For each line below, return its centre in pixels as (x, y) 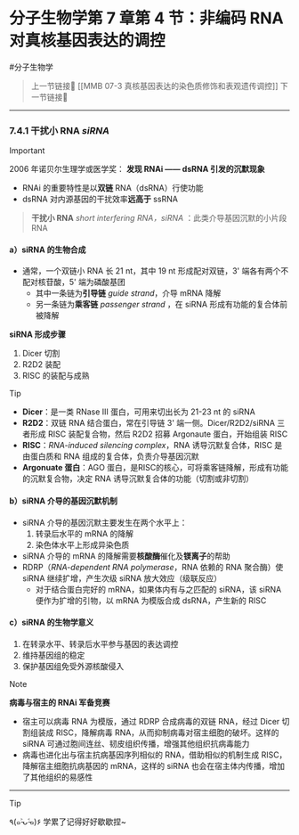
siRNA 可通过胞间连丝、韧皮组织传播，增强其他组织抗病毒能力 (136, 743)
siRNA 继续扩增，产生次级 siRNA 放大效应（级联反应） (122, 578)
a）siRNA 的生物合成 (48, 250)
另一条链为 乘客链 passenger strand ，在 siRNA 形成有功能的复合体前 (161, 305)
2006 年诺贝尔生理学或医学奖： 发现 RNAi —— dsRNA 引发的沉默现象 (137, 169)
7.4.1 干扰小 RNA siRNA (59, 130)
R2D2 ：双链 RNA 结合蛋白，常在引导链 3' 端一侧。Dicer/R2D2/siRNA (149, 423)
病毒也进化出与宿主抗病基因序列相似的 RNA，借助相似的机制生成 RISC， (154, 755)
